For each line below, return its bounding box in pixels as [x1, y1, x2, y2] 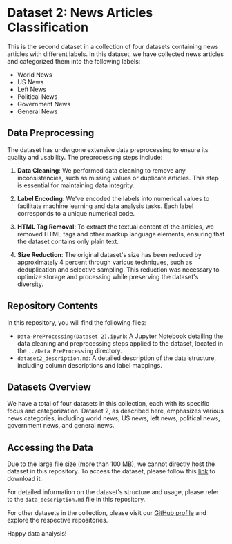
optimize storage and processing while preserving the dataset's [17, 272, 199, 281]
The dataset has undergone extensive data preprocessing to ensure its [7, 145, 209, 153]
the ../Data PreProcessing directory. [17, 346, 122, 355]
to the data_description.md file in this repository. [7, 496, 146, 504]
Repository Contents [7, 300, 99, 312]
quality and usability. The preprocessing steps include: [7, 153, 163, 161]
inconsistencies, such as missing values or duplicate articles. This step [17, 173, 219, 182]
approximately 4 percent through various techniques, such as [17, 258, 193, 266]
